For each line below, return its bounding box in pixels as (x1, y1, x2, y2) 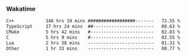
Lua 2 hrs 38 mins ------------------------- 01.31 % (6, 40, 181, 46)
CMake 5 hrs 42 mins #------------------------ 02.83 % (6, 29, 181, 35)
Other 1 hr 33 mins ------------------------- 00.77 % (6, 45, 181, 51)
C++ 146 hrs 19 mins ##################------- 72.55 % (6, 18, 181, 24)
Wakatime (6, 5, 36, 13)
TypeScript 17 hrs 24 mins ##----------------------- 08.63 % (6, 24, 181, 29)
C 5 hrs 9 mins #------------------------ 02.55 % (6, 34, 181, 40)
